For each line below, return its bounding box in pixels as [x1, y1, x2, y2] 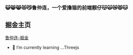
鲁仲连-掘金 [5, 35, 29, 40]
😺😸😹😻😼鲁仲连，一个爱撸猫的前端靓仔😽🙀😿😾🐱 [5, 4, 128, 11]
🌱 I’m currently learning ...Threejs [12, 44, 79, 50]
